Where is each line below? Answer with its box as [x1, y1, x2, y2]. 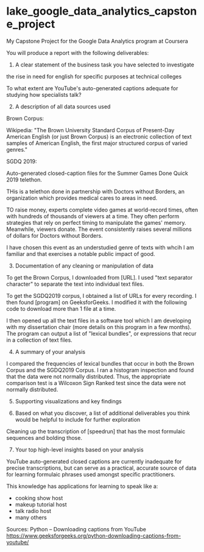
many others [15, 514, 47, 521]
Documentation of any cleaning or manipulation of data [15, 262, 154, 269]
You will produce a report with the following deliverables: [6, 49, 149, 56]
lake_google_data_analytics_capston [6, 4, 197, 18]
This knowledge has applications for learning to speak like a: [6, 483, 158, 490]
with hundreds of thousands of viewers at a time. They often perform [6, 212, 180, 220]
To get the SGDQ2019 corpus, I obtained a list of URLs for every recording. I [6, 292, 197, 299]
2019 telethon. [6, 175, 43, 183]
